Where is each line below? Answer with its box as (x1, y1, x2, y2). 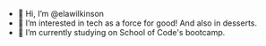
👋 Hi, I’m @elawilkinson (17, 9, 105, 19)
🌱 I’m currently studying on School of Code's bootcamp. (17, 27, 226, 37)
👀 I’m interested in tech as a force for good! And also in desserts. (17, 18, 258, 28)
